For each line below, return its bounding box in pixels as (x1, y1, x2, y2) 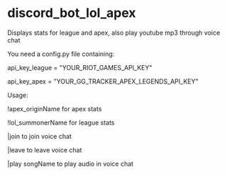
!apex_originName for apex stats (7, 104, 102, 113)
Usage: (7, 91, 28, 99)
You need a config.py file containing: (7, 50, 115, 58)
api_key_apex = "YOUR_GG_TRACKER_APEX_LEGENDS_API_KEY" (7, 77, 199, 86)
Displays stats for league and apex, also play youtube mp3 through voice (7, 28, 221, 37)
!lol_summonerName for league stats (7, 118, 115, 127)
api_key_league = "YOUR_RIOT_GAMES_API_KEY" (7, 63, 153, 72)
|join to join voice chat (7, 132, 72, 140)
